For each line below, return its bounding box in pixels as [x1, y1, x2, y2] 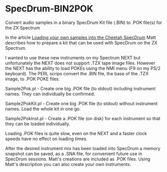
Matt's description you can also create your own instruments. [5, 161, 131, 167]
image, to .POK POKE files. [5, 76, 60, 82]
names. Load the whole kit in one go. [5, 106, 81, 112]
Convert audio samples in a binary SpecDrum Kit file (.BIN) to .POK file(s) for [5, 19, 163, 25]
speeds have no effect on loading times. [5, 136, 88, 142]
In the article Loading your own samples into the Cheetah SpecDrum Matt [5, 34, 156, 40]
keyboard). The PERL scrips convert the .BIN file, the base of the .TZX [5, 70, 149, 76]
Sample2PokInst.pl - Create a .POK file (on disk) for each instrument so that [5, 115, 161, 121]
